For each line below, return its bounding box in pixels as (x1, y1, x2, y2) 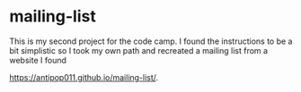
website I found (9, 54, 67, 65)
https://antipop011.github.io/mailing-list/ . (9, 71, 159, 82)
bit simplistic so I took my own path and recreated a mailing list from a (9, 45, 268, 55)
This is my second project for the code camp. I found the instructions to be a (9, 36, 293, 46)
